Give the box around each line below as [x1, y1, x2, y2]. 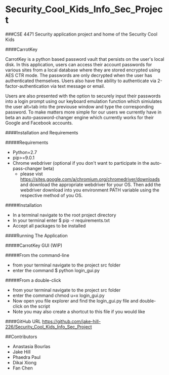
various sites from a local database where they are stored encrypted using [5, 67, 160, 73]
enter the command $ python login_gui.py [12, 267, 100, 273]
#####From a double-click [5, 277, 61, 283]
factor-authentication [5, 83, 50, 89]
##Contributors [5, 333, 37, 340]
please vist [20, 171, 43, 177]
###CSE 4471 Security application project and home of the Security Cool [5, 31, 158, 37]
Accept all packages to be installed [12, 222, 86, 229]
